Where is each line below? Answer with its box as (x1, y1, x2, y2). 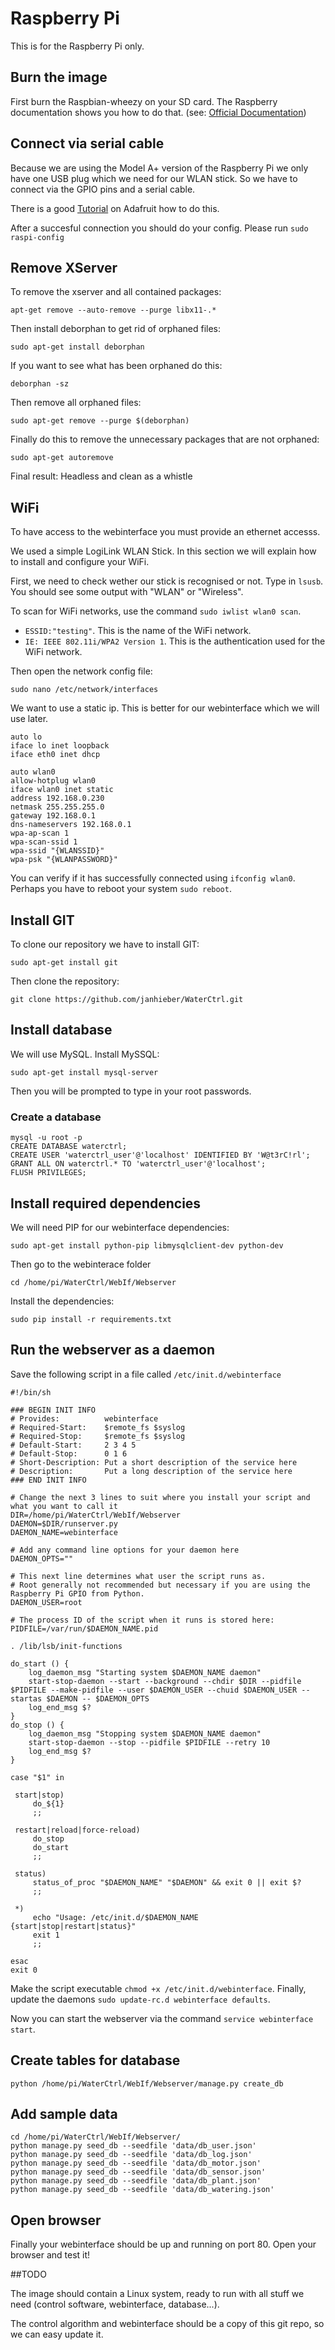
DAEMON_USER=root (10, 1597, 83, 1607)
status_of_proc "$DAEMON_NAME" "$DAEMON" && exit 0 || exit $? (32, 1877, 302, 1887)
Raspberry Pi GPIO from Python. (10, 1588, 145, 1599)
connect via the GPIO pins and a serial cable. (10, 183, 196, 195)
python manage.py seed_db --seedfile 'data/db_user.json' (10, 2141, 257, 2151)
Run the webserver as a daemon (10, 1342, 216, 1359)
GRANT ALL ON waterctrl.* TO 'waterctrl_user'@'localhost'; (10, 1159, 267, 1169)
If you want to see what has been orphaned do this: (10, 360, 223, 372)
